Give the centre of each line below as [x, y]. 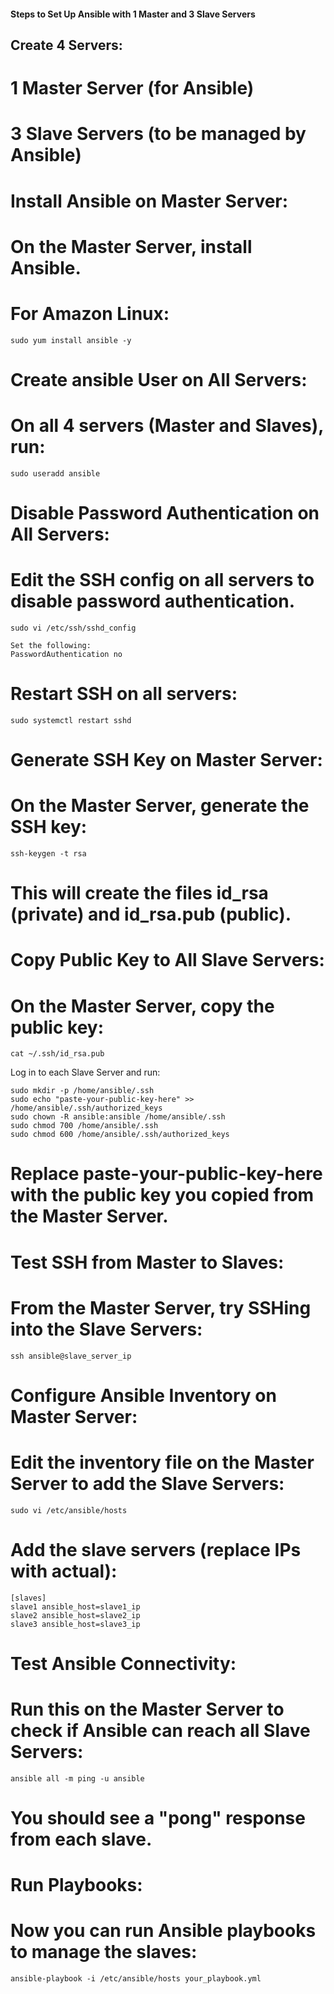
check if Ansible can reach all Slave [160, 1731]
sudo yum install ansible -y [71, 340]
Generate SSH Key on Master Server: [166, 760]
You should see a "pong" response [158, 1817]
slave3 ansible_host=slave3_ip [75, 1624]
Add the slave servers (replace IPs [156, 1549]
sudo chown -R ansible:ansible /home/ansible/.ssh [118, 1117]
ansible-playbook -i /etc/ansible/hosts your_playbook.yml [136, 1979]
